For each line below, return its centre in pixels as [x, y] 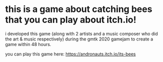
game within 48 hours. [28, 44]
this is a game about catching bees [79, 9]
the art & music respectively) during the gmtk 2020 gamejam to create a [79, 39]
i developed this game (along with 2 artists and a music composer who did [81, 33]
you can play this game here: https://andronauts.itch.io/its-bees [71, 54]
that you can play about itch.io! [71, 20]
